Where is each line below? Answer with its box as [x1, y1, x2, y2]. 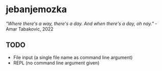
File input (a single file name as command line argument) [13, 54, 133, 60]
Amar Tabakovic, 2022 [6, 26, 54, 32]
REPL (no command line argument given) [13, 60, 100, 66]
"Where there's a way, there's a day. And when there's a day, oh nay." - [6, 20, 157, 27]
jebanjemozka [6, 4, 67, 15]
